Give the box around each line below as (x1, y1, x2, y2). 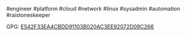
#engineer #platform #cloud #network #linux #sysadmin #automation (6, 5, 181, 12)
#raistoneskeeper (6, 11, 50, 19)
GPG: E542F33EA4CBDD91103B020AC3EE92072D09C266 (6, 23, 154, 30)
